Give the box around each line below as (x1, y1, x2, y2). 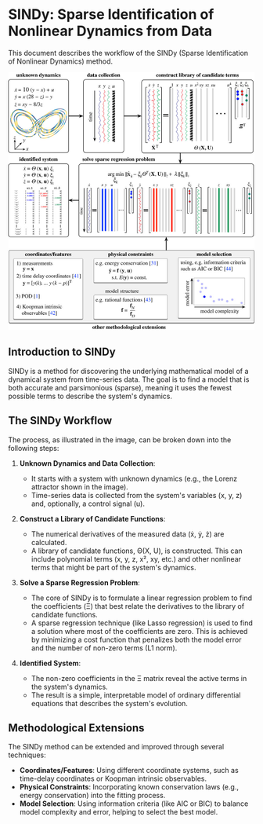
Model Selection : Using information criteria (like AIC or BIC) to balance (19, 799, 249, 808)
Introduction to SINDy (8, 346, 116, 359)
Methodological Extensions (8, 721, 145, 734)
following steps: (8, 443, 59, 452)
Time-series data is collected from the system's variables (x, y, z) (31, 490, 243, 500)
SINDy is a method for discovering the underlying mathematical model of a (8, 366, 249, 375)
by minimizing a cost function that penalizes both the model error (31, 635, 242, 644)
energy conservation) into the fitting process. (19, 791, 166, 800)
